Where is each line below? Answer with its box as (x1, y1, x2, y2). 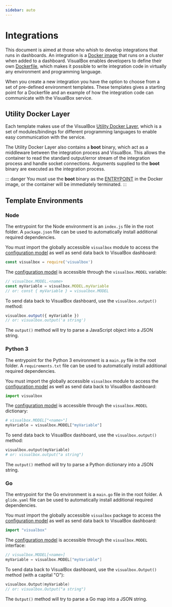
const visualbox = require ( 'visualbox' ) (5, 260, 93, 265)
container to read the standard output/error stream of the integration (5, 155, 150, 161)
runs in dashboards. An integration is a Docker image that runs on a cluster (5, 52, 164, 58)
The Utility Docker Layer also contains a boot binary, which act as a (5, 144, 148, 150)
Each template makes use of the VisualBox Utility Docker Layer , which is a (5, 123, 162, 129)
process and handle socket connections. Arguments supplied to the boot (5, 160, 160, 167)
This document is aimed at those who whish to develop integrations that (5, 47, 158, 53)
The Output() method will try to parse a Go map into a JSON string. (5, 596, 147, 602)
